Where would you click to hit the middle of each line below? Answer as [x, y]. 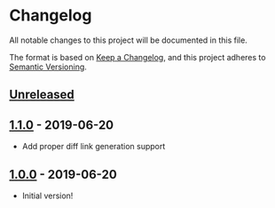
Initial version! [47, 196]
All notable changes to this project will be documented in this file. [129, 40]
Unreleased [42, 95]
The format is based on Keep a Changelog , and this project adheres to [137, 57]
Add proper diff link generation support [94, 147]
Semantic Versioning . [48, 67]
